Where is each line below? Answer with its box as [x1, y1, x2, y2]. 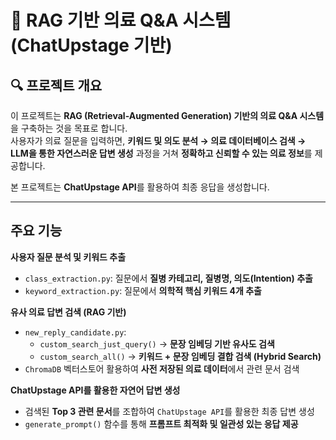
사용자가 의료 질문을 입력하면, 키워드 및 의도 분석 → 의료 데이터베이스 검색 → [10, 135, 307, 146]
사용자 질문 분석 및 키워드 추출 [10, 251, 127, 263]
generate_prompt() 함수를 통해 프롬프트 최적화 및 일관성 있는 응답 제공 [24, 417, 299, 430]
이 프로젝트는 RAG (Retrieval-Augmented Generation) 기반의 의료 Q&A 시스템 [10, 110, 325, 121]
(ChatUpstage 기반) [10, 34, 173, 57]
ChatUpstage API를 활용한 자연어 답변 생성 [10, 384, 181, 396]
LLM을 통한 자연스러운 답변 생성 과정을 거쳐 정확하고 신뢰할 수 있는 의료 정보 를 [10, 147, 313, 159]
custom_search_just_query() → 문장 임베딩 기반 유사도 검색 [39, 337, 275, 350]
